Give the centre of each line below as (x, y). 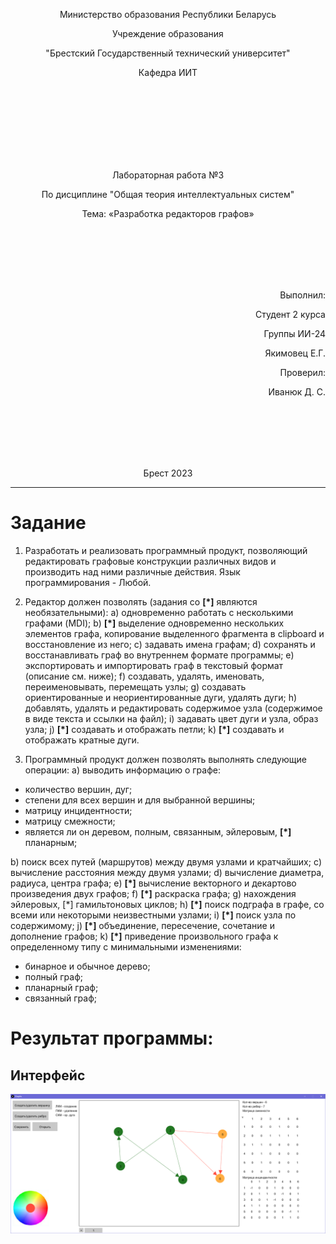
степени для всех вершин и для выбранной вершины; (140, 800)
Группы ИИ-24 (294, 333)
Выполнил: (302, 295)
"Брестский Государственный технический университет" (168, 53)
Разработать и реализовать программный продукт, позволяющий (166, 550)
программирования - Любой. (88, 582)
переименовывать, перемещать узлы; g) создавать (135, 686)
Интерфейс (48, 1075)
